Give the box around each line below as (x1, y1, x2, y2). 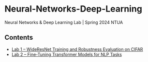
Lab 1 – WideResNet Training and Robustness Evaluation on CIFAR (11, 46, 143, 52)
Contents (4, 33, 33, 42)
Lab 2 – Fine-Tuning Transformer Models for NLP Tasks (11, 51, 122, 57)
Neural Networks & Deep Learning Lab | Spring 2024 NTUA (4, 19, 123, 25)
